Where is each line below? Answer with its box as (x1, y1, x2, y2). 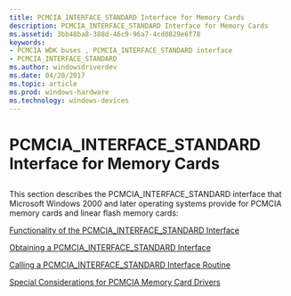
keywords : (9, 37, 46, 47)
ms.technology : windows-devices (9, 95, 129, 105)
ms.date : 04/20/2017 (9, 71, 86, 80)
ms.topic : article (9, 79, 77, 88)
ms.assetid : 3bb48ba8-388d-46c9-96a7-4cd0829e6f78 (9, 29, 201, 38)
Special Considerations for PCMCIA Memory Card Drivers (9, 276, 221, 287)
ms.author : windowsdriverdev (9, 63, 117, 72)
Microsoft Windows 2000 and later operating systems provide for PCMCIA (9, 198, 282, 209)
